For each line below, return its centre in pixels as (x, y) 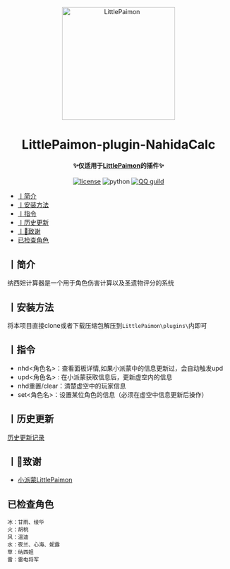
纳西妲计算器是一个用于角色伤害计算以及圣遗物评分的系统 (91, 283)
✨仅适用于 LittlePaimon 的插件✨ (119, 165)
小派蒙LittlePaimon (45, 480)
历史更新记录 (26, 437)
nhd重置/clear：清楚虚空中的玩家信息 (72, 386)
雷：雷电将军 (23, 560)
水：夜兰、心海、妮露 (34, 545)
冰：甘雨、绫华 (26, 522)
